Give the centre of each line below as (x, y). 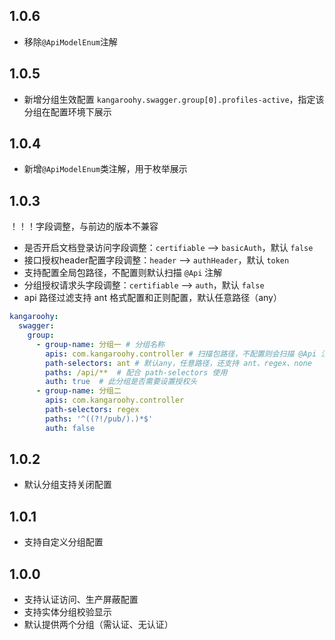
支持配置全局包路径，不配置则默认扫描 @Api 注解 (123, 273)
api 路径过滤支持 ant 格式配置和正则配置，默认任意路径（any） (152, 298)
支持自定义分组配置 (63, 542)
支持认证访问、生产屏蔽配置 (81, 600)
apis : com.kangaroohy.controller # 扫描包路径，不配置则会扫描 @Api (181, 354)
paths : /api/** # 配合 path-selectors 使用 (136, 372)
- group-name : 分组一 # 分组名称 (100, 344)
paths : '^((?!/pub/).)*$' (99, 419)
